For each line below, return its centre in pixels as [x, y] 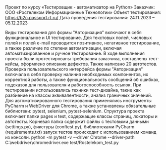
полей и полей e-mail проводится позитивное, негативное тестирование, [83, 43]
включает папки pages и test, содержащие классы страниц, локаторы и [81, 116]
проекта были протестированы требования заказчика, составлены [76, 58]
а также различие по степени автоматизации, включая [63, 48]
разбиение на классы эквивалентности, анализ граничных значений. [79, 95]
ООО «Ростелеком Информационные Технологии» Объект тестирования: [83, 12]
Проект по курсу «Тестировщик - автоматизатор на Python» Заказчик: [80, 7]
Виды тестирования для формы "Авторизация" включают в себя [74, 32]
